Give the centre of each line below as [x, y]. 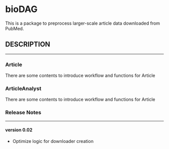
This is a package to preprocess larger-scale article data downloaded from [82, 23]
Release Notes [23, 113]
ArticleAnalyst [23, 88]
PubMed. [15, 28]
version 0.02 [19, 130]
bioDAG [21, 9]
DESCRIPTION [28, 45]
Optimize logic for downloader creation [53, 141]
